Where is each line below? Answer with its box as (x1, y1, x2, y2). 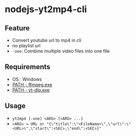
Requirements (5, 62, 50, 72)
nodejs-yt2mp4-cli (5, 4, 87, 15)
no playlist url (12, 43, 41, 49)
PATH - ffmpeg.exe (12, 81, 52, 87)
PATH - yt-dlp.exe (12, 87, 50, 93)
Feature (5, 24, 30, 32)
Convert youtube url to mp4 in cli (12, 37, 82, 43)
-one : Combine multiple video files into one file (12, 48, 110, 54)
